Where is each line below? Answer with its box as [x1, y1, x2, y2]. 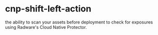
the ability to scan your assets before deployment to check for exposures [5, 19, 153, 25]
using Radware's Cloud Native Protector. [5, 24, 87, 30]
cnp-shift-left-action [5, 3, 92, 14]
